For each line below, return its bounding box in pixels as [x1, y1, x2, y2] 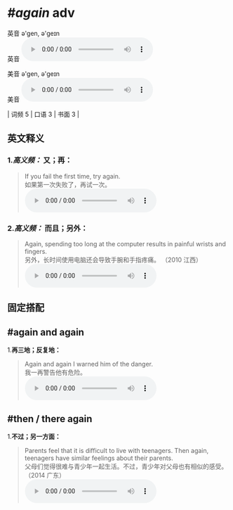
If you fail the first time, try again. [24, 172, 121, 180]
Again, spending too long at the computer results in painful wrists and [24, 239, 227, 248]
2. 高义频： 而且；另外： [7, 223, 88, 233]
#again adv [7, 5, 75, 21]
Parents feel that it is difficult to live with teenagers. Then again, [24, 446, 209, 454]
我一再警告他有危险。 [24, 368, 86, 377]
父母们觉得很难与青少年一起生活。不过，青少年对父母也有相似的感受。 [24, 462, 228, 471]
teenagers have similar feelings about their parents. [24, 454, 173, 462]
